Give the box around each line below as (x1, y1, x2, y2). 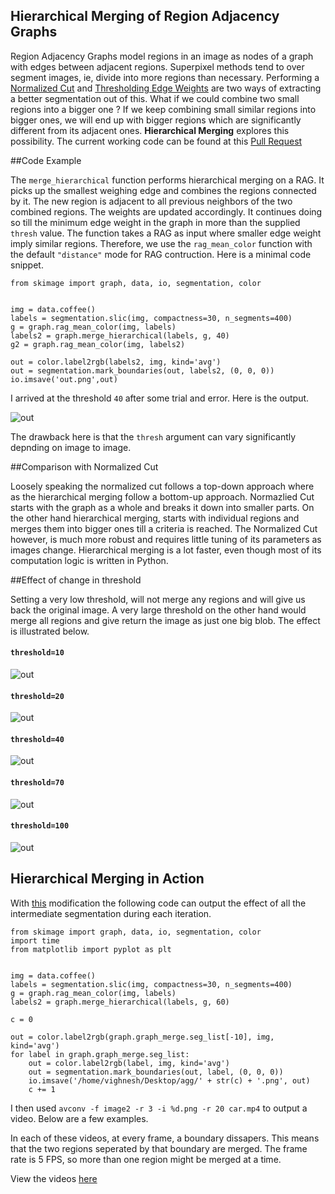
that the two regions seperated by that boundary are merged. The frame (10, 1142, 308, 1154)
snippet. (10, 259, 44, 271)
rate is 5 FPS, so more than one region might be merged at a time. (10, 1153, 282, 1165)
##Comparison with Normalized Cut (10, 460, 159, 473)
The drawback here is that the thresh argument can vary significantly (10, 430, 297, 443)
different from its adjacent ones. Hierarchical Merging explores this (10, 124, 290, 136)
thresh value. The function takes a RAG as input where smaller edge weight (10, 227, 322, 239)
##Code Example (10, 154, 82, 166)
